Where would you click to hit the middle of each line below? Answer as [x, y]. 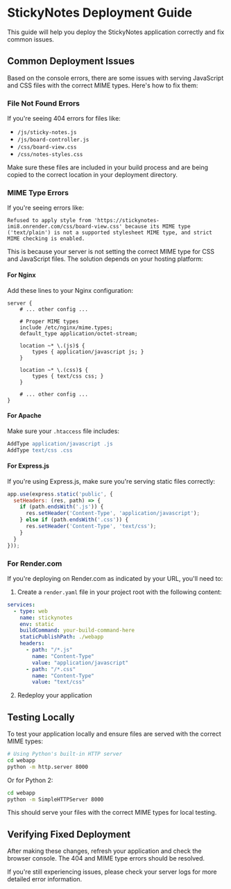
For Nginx [22, 275]
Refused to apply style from [49, 221]
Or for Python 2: [30, 780]
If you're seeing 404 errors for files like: [64, 119]
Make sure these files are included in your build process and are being [108, 167]
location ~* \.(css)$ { [54, 370]
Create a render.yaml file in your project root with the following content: [119, 592]
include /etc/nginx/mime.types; [66, 328]
